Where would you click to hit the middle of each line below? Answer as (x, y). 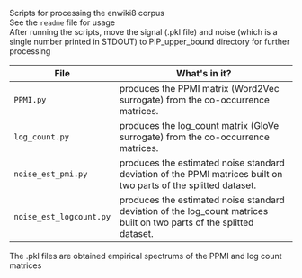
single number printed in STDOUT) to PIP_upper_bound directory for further (150, 41)
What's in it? (204, 73)
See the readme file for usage (62, 22)
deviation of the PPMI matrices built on (201, 174)
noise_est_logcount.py (62, 216)
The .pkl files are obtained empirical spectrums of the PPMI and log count (146, 256)
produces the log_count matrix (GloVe (199, 126)
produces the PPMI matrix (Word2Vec (200, 89)
